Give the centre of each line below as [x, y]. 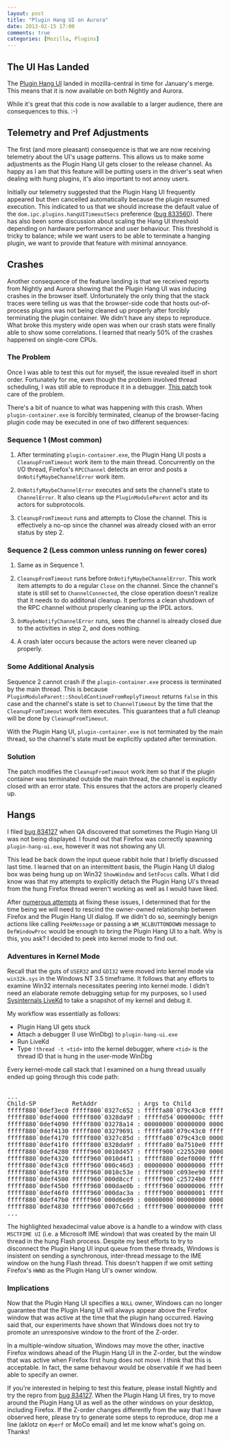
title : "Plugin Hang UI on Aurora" [58, 20]
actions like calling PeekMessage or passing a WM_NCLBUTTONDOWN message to [112, 924]
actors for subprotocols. [51, 505]
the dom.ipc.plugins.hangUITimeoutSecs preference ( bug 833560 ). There [110, 214]
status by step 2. [41, 532]
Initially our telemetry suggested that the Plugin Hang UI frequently [101, 192]
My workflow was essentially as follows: [64, 1014]
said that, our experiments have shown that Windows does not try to [103, 1325]
